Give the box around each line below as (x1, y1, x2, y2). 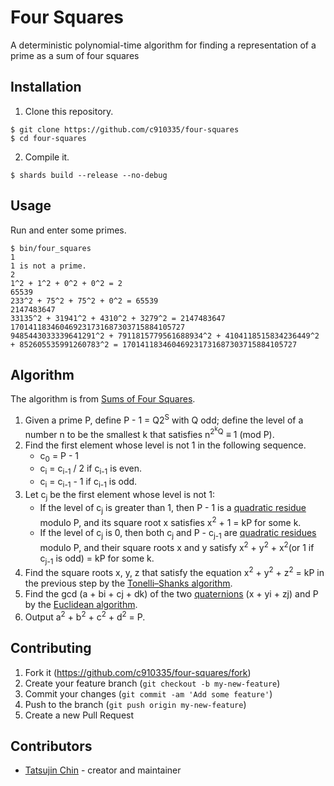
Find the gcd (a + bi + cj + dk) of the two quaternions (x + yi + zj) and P (24, 588, 319, 600)
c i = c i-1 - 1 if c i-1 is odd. (39, 476, 138, 490)
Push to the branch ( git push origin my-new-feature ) (24, 698, 247, 710)
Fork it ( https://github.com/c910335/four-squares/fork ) (24, 666, 252, 678)
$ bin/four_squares (10, 243, 92, 253)
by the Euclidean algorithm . (24, 599, 138, 611)
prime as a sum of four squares (10, 49, 140, 61)
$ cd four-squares (10, 133, 87, 143)
